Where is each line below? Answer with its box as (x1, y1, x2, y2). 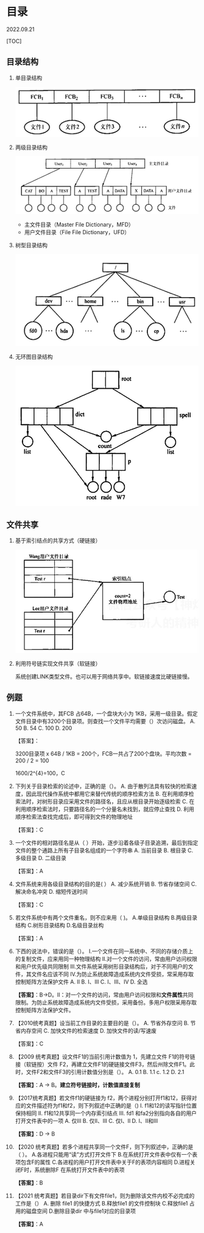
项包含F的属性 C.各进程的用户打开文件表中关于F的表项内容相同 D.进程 (15, 1158, 190, 1166)
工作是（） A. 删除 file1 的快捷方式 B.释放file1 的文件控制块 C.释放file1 (15, 1199, 188, 1207)
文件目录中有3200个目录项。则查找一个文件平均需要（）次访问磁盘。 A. (15, 717, 196, 724)
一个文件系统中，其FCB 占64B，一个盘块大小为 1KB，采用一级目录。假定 (15, 710, 198, 717)
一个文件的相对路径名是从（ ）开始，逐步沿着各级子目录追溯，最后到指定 (15, 839, 199, 846)
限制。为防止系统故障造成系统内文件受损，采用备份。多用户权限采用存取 (15, 998, 197, 1006)
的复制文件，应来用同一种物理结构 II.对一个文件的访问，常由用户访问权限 (15, 955, 198, 962)
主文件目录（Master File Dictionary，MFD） (24, 221, 134, 228)
